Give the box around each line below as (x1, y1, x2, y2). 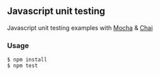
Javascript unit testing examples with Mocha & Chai (7, 23, 153, 31)
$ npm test (7, 62, 38, 69)
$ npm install (7, 56, 48, 64)
